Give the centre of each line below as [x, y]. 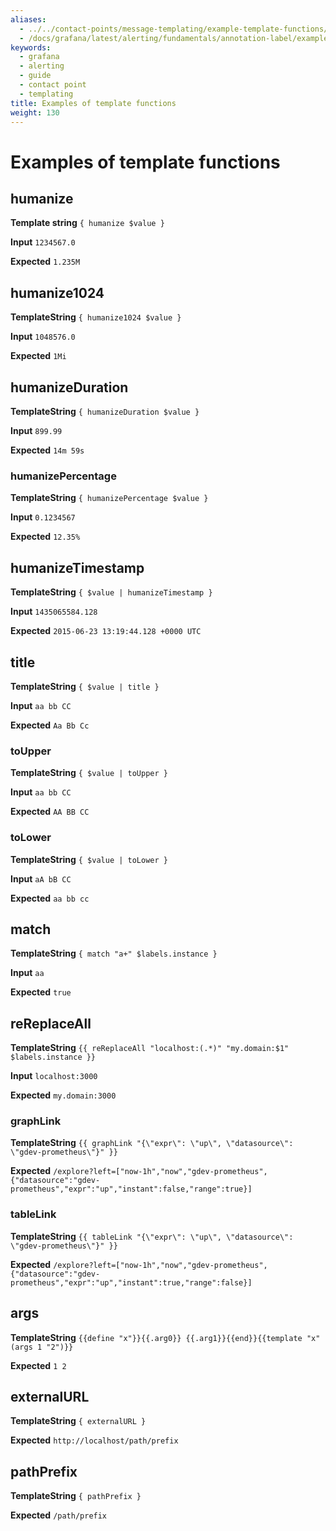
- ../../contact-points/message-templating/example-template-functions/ [174, 29]
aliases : [28, 19]
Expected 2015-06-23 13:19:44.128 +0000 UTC [106, 631]
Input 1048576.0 [43, 337]
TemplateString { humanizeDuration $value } [105, 411]
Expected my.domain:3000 [63, 1095]
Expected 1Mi [38, 356]
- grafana [39, 57]
